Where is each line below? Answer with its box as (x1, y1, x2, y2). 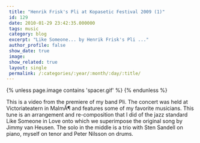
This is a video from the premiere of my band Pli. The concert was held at (6, 99, 188, 106)
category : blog (8, 31, 47, 37)
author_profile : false (8, 43, 66, 49)
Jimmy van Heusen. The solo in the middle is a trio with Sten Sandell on (6, 124, 183, 131)
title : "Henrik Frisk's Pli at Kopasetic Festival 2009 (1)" (8, 8, 165, 15)
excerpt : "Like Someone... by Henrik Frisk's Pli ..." (8, 37, 149, 43)
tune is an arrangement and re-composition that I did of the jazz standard (6, 111, 188, 118)
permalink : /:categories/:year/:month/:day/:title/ (8, 70, 141, 76)
